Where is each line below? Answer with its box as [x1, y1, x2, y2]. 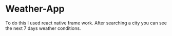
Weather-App [5, 3, 65, 15]
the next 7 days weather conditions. [5, 25, 81, 31]
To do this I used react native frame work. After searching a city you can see [5, 20, 167, 26]
